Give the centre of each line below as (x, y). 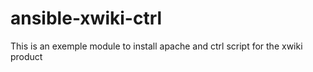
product (26, 56)
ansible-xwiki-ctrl (86, 18)
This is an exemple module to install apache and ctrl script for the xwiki (156, 46)
